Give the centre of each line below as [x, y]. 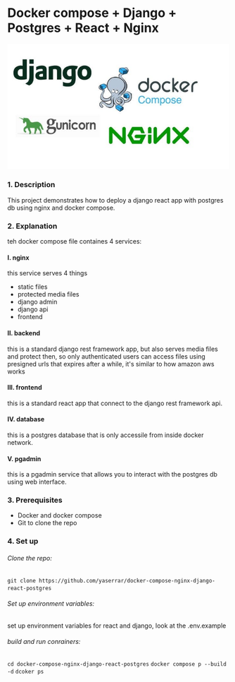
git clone [22, 580]
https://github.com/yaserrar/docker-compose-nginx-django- [127, 580]
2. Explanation [32, 226]
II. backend [24, 333]
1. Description [31, 185]
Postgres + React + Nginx [83, 28]
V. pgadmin [24, 459]
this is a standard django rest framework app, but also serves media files [113, 349]
